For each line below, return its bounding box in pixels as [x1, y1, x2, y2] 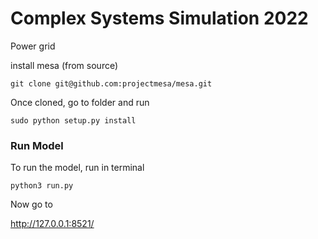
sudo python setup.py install [10, 115, 137, 126]
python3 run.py [10, 181, 74, 191]
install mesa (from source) [10, 59, 119, 71]
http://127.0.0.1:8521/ [10, 218, 95, 230]
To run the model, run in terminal [10, 162, 145, 174]
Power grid [10, 40, 56, 52]
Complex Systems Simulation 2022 [10, 7, 309, 30]
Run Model [10, 138, 64, 152]
